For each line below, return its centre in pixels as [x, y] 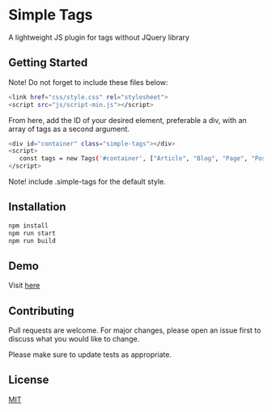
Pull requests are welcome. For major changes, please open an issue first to [135, 330]
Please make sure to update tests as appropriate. [90, 355]
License [29, 380]
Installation [37, 207]
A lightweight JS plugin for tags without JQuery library [99, 37]
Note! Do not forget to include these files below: [88, 82]
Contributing [41, 310]
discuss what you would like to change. [74, 339]
